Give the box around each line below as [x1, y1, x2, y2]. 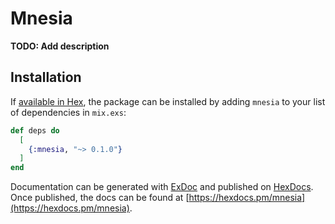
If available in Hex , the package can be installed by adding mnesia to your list [10, 95, 326, 107]
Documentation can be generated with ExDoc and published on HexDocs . [10, 181, 314, 193]
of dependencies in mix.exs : [10, 106, 127, 118]
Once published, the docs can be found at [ [10, 192, 190, 204]
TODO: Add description [10, 40, 110, 52]
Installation [10, 69, 82, 86]
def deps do [10, 125, 60, 136]
